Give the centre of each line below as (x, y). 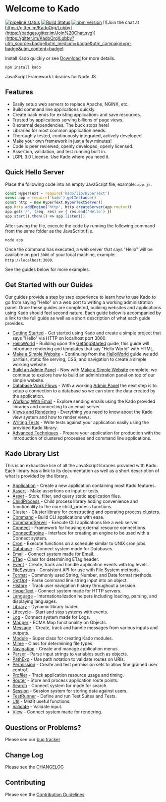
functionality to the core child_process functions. (62, 507)
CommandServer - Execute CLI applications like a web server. (76, 523)
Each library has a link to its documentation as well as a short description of (82, 471)
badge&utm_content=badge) (34, 49)
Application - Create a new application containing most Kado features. (84, 485)
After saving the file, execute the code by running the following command (80, 225)
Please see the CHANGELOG (34, 767)
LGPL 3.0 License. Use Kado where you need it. (61, 157)
